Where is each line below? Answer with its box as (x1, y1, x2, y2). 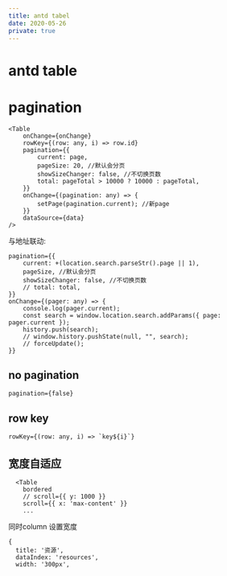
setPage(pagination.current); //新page (37, 200, 170, 208)
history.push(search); (23, 325, 99, 334)
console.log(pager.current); (23, 304, 121, 312)
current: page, (37, 153, 89, 161)
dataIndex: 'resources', (15, 553, 99, 562)
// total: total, (23, 283, 81, 291)
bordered (23, 485, 52, 493)
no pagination (8, 368, 80, 382)
